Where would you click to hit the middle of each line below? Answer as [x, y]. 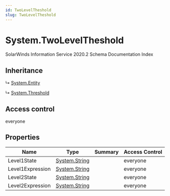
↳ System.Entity [23, 83]
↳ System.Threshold [27, 93]
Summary [107, 152]
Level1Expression [29, 169]
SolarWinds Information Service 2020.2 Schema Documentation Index [79, 54]
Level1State [22, 161]
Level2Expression [29, 185]
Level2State [22, 177]
